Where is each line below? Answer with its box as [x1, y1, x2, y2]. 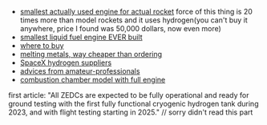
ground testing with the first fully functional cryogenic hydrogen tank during [8, 99, 259, 108]
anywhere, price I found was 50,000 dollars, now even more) [19, 24, 222, 33]
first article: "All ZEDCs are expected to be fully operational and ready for [8, 91, 249, 99]
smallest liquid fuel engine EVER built [19, 32, 143, 42]
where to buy [19, 41, 64, 50]
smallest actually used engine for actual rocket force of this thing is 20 [19, 7, 253, 16]
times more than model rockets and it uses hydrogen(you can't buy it [19, 15, 249, 25]
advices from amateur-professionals [19, 67, 140, 75]
